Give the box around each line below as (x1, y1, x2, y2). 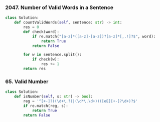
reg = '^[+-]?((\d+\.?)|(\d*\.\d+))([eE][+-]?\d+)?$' (23, 98, 138, 103)
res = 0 (23, 24, 39, 30)
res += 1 (41, 61, 59, 66)
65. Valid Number (5, 78, 49, 85)
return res (23, 66, 46, 71)
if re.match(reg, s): (23, 103, 69, 108)
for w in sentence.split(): (23, 52, 82, 57)
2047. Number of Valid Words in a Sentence (5, 4, 114, 11)
